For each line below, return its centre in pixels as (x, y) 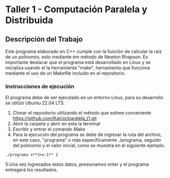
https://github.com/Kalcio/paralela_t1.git (55, 118)
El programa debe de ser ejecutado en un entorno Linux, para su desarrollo (84, 98)
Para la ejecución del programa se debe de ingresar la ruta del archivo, (87, 135)
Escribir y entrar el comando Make (49, 129)
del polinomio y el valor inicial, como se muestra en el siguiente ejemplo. (89, 146)
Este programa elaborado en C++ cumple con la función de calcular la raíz (83, 51)
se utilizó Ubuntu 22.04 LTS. (35, 103)
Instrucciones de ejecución (40, 86)
